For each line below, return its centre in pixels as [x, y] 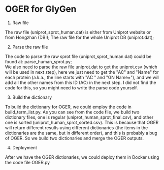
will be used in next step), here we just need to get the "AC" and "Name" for [82, 72]
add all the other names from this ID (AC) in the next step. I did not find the [81, 83]
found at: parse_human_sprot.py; [39, 61]
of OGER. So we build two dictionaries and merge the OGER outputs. [75, 138]
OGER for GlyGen [41, 9]
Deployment [25, 147]
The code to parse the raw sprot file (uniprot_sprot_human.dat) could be [78, 56]
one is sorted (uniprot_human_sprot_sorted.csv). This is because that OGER [82, 122]
